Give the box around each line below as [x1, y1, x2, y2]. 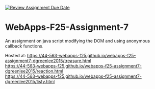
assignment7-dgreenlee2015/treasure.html [5, 58, 92, 64]
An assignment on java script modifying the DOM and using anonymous [5, 38, 150, 44]
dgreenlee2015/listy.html [5, 78, 55, 84]
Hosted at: [5, 52, 26, 58]
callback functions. [5, 43, 44, 49]
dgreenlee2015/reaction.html [5, 68, 64, 74]
